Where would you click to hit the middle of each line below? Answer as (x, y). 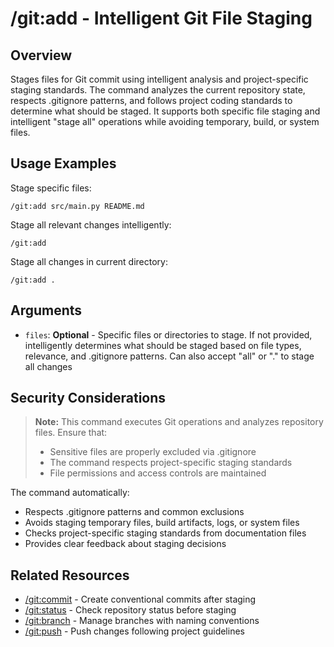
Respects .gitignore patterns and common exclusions (134, 512)
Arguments (46, 310)
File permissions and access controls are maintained (158, 473)
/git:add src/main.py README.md (77, 206)
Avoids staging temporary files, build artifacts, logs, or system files (162, 523)
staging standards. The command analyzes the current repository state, (158, 90)
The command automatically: (70, 493)
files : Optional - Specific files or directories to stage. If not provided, (168, 334)
